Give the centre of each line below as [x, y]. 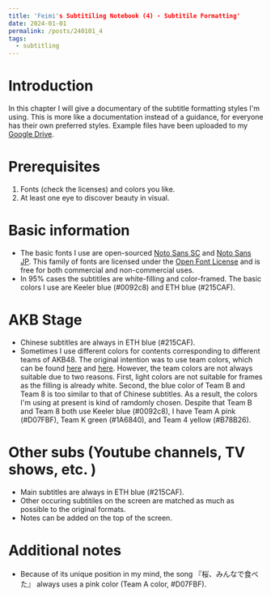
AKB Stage [45, 320]
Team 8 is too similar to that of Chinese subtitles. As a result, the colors [139, 394]
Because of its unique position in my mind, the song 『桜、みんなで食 [136, 574]
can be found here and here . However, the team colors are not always [136, 368]
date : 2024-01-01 [38, 23]
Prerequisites [55, 167]
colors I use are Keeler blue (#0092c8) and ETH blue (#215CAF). [128, 287]
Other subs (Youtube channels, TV [127, 453]
